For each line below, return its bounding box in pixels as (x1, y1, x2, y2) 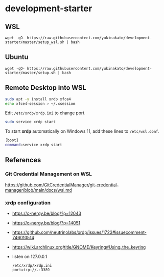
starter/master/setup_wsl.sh (5, 40, 65, 45)
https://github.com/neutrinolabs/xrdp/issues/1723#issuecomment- (12, 229, 147, 235)
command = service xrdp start (5, 143, 63, 148)
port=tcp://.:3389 (12, 267, 50, 272)
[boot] (5, 138, 19, 143)
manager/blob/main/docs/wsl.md (5, 187, 72, 193)
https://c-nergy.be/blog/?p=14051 (12, 220, 81, 226)
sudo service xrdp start (5, 120, 56, 125)
